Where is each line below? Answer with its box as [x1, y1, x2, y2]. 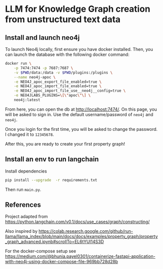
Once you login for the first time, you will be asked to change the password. [5, 126, 158, 132]
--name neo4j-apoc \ [14, 74, 56, 79]
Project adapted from [5, 214, 48, 220]
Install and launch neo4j [5, 33, 80, 42]
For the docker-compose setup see [5, 248, 76, 254]
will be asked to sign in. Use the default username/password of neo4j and [5, 111, 153, 117]
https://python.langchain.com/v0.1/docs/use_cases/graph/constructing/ [5, 219, 150, 225]
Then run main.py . [5, 186, 42, 192]
